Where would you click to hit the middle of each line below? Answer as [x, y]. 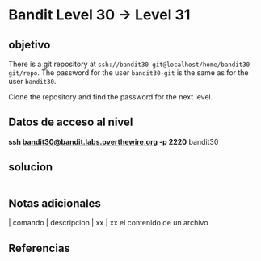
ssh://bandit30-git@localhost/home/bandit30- [176, 65]
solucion [31, 167]
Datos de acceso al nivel [71, 122]
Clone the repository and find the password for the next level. [111, 97]
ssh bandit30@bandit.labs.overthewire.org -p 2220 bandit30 [114, 141]
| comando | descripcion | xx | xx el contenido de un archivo [108, 223]
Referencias [40, 248]
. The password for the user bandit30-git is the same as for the [143, 73]
